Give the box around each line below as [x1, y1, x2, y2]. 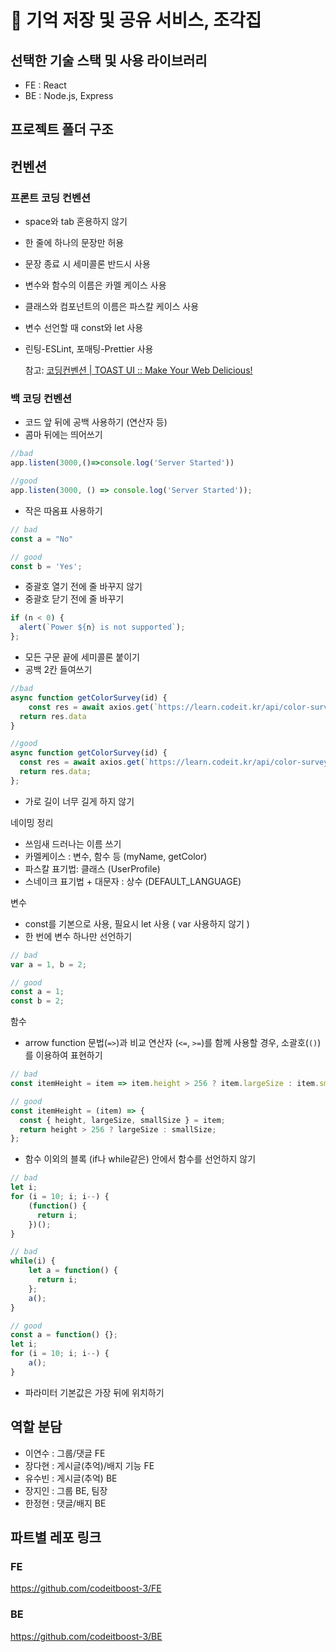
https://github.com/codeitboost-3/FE [10, 1582, 162, 1595]
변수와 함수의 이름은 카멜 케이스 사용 [24, 279, 167, 291]
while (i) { [10, 1256, 56, 1266]
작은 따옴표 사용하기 [24, 504, 103, 516]
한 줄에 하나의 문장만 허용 [24, 237, 125, 249]
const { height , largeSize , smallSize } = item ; [19, 1115, 226, 1125]
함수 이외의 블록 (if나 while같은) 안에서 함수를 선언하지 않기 [24, 1153, 257, 1165]
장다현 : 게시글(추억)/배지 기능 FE [24, 1459, 155, 1471]
